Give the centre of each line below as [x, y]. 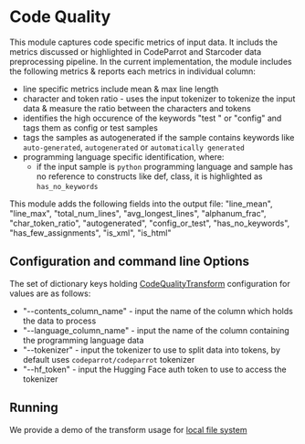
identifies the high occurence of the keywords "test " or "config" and [152, 118]
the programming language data [83, 340]
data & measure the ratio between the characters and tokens [137, 108]
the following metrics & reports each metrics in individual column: [132, 71]
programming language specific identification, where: [123, 156]
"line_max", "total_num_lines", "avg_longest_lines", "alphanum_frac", [138, 213]
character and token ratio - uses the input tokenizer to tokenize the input [159, 99]
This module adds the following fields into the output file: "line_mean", [141, 204]
